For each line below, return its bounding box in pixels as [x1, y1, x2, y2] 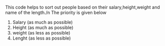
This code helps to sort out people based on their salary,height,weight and [5, 4, 160, 10]
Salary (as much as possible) [12, 19, 73, 25]
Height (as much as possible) [12, 24, 74, 30]
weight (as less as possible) [12, 30, 71, 35]
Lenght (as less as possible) [12, 35, 71, 41]
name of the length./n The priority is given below [5, 9, 107, 15]
